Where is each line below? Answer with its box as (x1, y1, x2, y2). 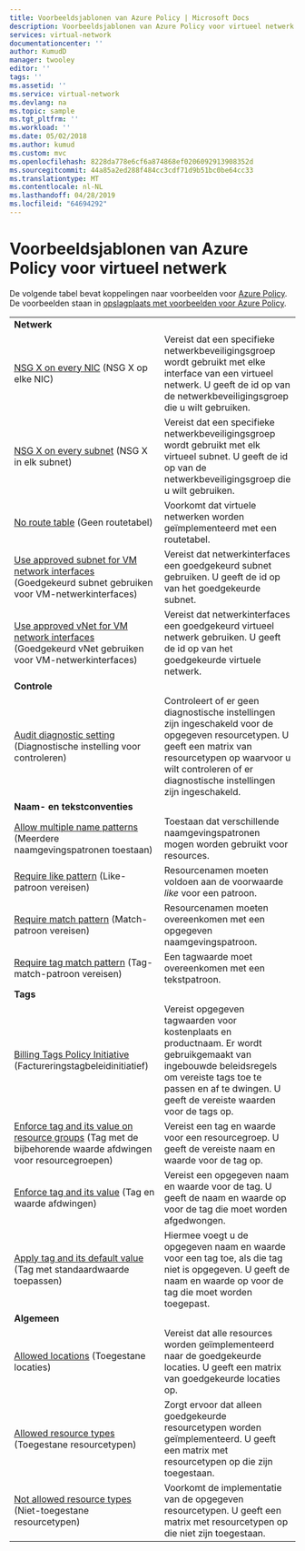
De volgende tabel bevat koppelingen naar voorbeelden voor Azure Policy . (9, 287, 288, 298)
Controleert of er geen (163, 694, 260, 707)
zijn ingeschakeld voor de (163, 717, 274, 730)
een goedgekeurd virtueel (163, 619, 275, 632)
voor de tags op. (163, 1104, 234, 1117)
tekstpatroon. (163, 972, 221, 985)
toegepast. (163, 1297, 211, 1310)
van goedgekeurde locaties (163, 1372, 281, 1385)
